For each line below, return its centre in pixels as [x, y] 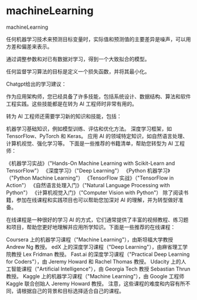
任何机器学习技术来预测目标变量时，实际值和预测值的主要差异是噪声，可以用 [98, 39]
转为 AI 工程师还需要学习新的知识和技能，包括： [64, 116]
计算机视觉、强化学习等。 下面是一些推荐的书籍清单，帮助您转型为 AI [90, 143]
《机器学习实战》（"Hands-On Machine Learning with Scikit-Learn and [91, 163]
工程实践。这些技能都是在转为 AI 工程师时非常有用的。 [72, 103]
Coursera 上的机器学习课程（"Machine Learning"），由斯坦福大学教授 [90, 240]
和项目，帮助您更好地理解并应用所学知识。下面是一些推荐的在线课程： [91, 227]
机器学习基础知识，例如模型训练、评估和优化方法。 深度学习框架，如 [89, 129]
